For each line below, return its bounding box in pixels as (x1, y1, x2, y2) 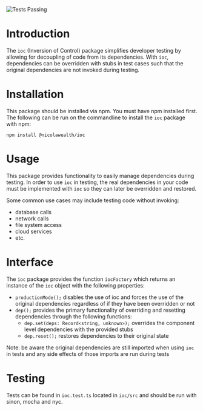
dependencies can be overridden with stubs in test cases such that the (6, 59, 184, 67)
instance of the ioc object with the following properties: (6, 281, 145, 289)
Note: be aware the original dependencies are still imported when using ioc (6, 344, 195, 351)
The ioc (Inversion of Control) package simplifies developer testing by (6, 47, 182, 54)
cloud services (15, 228, 53, 235)
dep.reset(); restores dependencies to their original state (24, 332, 169, 339)
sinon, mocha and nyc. (6, 398, 63, 405)
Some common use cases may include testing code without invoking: (6, 197, 179, 204)
